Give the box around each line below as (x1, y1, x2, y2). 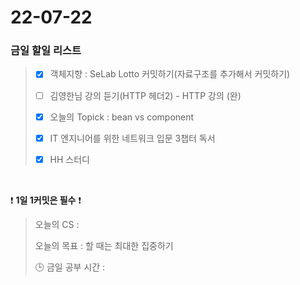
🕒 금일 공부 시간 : (34, 261, 106, 273)
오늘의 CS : (34, 218, 80, 230)
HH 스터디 (49, 153, 90, 165)
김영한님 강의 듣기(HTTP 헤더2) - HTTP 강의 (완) (49, 89, 242, 101)
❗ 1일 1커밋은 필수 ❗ (10, 194, 82, 206)
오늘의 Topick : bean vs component (49, 111, 195, 123)
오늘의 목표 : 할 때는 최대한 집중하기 (34, 239, 174, 251)
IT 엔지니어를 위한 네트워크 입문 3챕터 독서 (49, 132, 216, 144)
